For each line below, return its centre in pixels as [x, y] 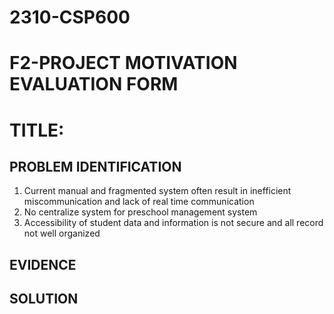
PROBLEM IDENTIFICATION [95, 166]
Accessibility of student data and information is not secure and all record [173, 223]
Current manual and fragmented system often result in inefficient [157, 191]
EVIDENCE [43, 264]
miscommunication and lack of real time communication [139, 202]
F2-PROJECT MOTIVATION [123, 63]
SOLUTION [44, 299]
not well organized [62, 233]
